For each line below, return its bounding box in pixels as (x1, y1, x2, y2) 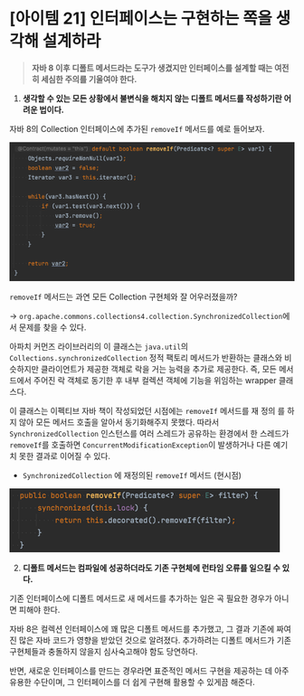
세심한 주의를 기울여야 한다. (40, 73, 138, 84)
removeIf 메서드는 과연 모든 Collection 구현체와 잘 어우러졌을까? (9, 291, 238, 303)
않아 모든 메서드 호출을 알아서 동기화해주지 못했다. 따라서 (18, 417, 220, 428)
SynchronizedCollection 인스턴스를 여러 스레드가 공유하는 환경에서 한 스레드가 (9, 428, 290, 439)
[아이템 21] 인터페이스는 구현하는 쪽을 (9, 8, 273, 29)
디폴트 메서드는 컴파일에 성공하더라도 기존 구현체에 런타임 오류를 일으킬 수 (22, 562, 280, 574)
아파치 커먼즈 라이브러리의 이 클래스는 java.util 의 (9, 341, 188, 353)
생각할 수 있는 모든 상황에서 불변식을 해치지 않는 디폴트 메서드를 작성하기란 (22, 92, 282, 104)
